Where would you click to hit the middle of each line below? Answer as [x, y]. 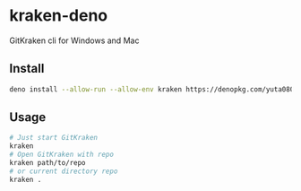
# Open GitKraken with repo [62, 155]
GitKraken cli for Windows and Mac [74, 40]
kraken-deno [59, 16]
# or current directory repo [64, 171]
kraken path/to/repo [48, 163]
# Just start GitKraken [54, 138]
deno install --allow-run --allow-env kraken [95, 89]
